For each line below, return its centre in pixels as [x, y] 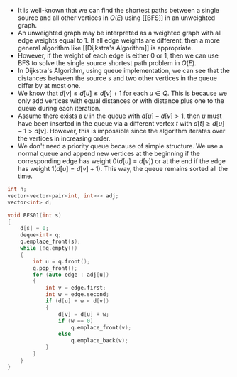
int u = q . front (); [62, 261]
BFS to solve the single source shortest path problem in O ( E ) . [107, 63]
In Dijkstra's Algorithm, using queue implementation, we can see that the [124, 71]
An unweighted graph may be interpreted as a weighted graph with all [120, 33]
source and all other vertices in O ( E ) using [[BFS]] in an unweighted [116, 18]
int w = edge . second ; [77, 295]
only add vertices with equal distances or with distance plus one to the [121, 101]
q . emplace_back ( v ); [100, 341]
